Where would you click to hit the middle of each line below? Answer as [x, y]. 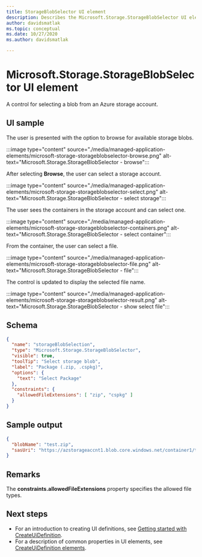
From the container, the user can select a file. [62, 246]
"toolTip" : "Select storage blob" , [56, 362]
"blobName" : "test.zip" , [43, 445]
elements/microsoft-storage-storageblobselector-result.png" [82, 300]
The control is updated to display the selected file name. [76, 282]
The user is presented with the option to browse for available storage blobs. [100, 137]
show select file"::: [147, 306]
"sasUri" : [24, 450]
